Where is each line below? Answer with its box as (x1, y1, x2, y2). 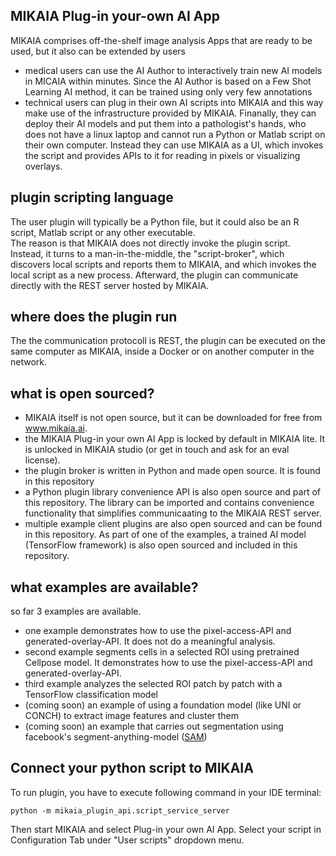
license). (24, 454, 61, 466)
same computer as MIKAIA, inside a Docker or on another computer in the (10, 345, 315, 358)
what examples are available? (10, 579, 199, 596)
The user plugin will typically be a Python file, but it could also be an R (10, 215, 300, 228)
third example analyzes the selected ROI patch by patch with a (24, 678, 283, 690)
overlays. (24, 160, 63, 172)
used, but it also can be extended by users (10, 45, 186, 57)
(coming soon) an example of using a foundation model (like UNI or (24, 699, 302, 711)
